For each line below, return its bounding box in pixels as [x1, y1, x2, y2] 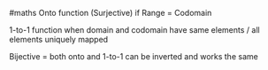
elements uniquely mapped [9, 35, 109, 44]
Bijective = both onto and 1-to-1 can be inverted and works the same [9, 51, 258, 61]
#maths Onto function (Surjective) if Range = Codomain [9, 8, 212, 18]
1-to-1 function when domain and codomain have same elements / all [9, 25, 260, 35]
